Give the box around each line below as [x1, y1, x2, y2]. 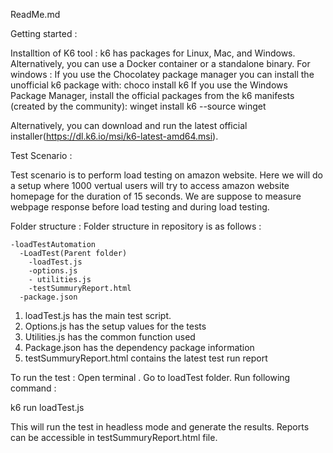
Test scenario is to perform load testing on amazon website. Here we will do [10, 169, 324, 181]
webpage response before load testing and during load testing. [10, 201, 270, 213]
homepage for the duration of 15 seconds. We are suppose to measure [10, 190, 302, 202]
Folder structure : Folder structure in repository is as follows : [10, 220, 262, 232]
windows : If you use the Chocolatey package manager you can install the [10, 69, 315, 80]
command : [10, 382, 57, 394]
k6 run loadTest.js [10, 402, 85, 413]
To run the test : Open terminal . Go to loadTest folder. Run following [10, 372, 291, 383]
